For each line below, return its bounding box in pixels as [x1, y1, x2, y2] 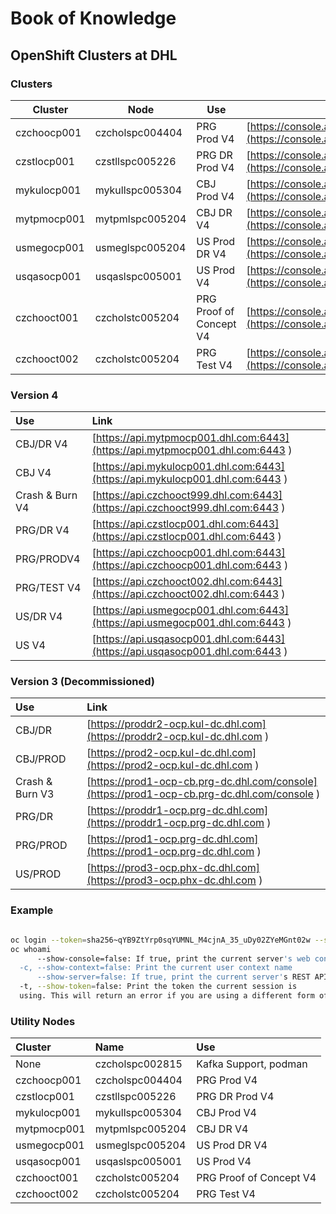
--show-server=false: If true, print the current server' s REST [36, 972, 311, 982]
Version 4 [10, 388, 59, 402]
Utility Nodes [10, 1014, 76, 1028]
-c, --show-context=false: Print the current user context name [19, 963, 293, 973]
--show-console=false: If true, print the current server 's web [36, 953, 311, 964]
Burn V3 [15, 787, 55, 801]
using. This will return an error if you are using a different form [19, 991, 315, 1001]
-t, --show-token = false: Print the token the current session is [19, 982, 298, 992]
